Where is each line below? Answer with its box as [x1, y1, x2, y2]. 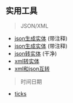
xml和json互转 [14, 65, 50, 72]
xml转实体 [14, 57, 40, 65]
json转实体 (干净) [14, 50, 57, 57]
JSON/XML [20, 22, 49, 29]
